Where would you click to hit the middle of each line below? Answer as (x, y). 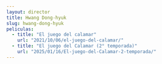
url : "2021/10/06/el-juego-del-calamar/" (70, 40)
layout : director (28, 12)
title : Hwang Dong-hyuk (37, 18)
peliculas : (20, 29)
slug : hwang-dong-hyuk (35, 23)
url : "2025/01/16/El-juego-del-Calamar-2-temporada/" (87, 52)
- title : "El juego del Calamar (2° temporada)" (75, 46)
